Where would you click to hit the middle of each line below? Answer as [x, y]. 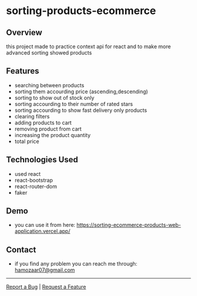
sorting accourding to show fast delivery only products [81, 110]
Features [23, 71]
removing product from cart [48, 129]
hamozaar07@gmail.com [45, 270]
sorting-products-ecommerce [81, 11]
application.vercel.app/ [42, 231]
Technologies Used [42, 160]
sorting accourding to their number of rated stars [74, 104]
